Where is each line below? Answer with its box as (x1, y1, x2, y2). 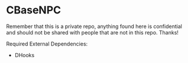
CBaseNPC (6, 3, 61, 17)
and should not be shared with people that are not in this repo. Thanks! (6, 29, 179, 36)
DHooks (14, 51, 35, 58)
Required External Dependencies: (6, 40, 88, 47)
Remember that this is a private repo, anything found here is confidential (6, 23, 182, 30)
